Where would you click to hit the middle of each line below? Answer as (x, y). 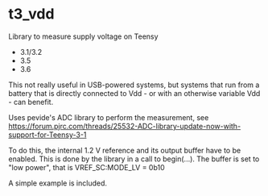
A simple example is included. (58, 183)
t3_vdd (31, 14)
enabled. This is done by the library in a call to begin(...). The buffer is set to (134, 159)
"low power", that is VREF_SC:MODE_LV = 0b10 (87, 167)
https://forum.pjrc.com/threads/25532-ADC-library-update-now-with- (125, 126)
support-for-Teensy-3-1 (47, 135)
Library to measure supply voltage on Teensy (83, 36)
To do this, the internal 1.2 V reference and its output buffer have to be (125, 150)
